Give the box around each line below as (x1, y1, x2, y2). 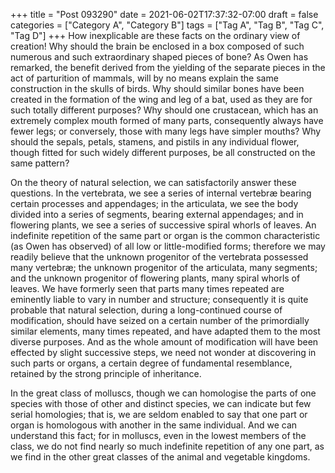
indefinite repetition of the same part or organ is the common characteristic (10, 230, 321, 241)
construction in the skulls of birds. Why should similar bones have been (10, 83, 305, 94)
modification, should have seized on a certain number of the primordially (10, 315, 310, 326)
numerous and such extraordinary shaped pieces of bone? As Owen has (10, 51, 309, 63)
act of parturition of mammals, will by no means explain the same (10, 72, 279, 84)
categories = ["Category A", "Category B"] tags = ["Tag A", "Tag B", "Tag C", (10, 19, 325, 31)
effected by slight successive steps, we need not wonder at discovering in (10, 347, 317, 358)
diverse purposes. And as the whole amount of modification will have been (10, 336, 319, 348)
